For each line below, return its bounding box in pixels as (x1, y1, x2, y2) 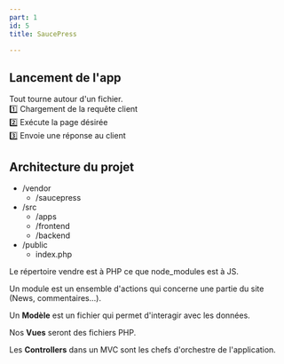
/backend (35, 230, 71, 241)
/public (21, 240, 49, 249)
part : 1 (9, 12, 38, 22)
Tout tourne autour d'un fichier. (9, 94, 123, 105)
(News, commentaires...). (9, 293, 102, 303)
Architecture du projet (9, 159, 135, 174)
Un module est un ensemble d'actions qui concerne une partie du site (9, 283, 264, 294)
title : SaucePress (9, 29, 77, 38)
